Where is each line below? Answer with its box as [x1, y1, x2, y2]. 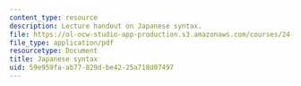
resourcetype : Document [9, 47, 99, 56]
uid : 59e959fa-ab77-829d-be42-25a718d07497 [9, 64, 175, 73]
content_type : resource [9, 13, 99, 22]
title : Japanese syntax [9, 55, 99, 64]
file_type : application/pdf [9, 38, 115, 47]
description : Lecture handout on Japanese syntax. [9, 21, 202, 30]
